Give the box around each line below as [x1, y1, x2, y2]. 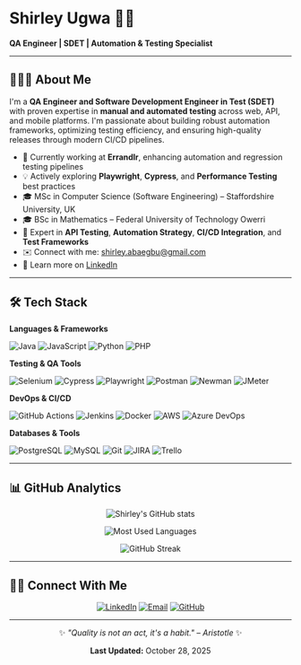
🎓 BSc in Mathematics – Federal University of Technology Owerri [21, 214, 266, 224]
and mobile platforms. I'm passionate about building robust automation [9, 115, 271, 126]
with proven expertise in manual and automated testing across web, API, [9, 105, 280, 116]
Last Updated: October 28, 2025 [90, 645, 211, 656]
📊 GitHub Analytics [9, 480, 122, 495]
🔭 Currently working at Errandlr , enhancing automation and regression [21, 152, 283, 162]
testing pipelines [21, 161, 83, 171]
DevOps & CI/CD [9, 392, 72, 403]
